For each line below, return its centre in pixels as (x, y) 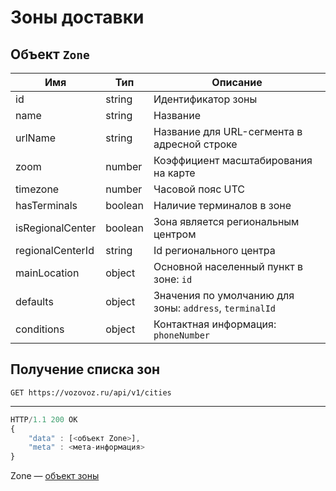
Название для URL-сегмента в (228, 131)
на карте (174, 173)
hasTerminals (46, 205)
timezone (37, 189)
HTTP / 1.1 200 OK (44, 419)
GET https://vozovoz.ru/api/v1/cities (91, 392)
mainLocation (47, 273)
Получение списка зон (85, 369)
